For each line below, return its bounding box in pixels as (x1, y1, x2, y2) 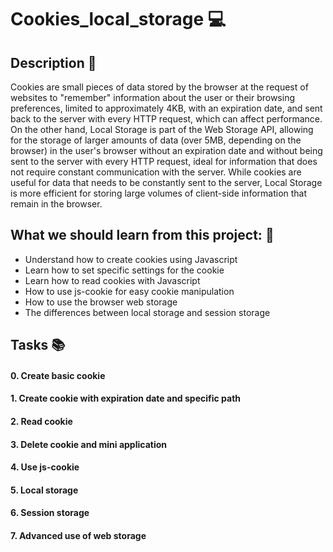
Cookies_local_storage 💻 (10, 8, 227, 31)
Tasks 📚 (10, 337, 66, 354)
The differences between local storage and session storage (24, 306, 271, 318)
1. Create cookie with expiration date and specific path (10, 392, 242, 405)
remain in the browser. (10, 198, 103, 210)
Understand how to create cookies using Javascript (24, 253, 238, 265)
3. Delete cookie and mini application (10, 438, 167, 450)
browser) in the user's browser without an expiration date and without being (10, 145, 323, 156)
